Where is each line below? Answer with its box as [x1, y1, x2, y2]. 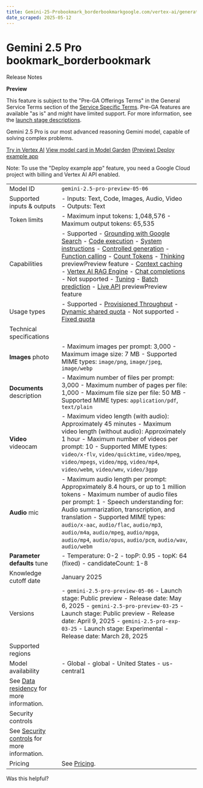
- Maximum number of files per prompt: [61, 374, 175, 382]
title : [6, 8, 23, 15]
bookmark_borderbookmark [6, 53, 151, 67]
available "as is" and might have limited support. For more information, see [6, 110, 192, 117]
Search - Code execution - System [61, 237, 162, 246]
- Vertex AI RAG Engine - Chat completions [61, 268, 185, 276]
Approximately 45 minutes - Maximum [61, 420, 172, 428]
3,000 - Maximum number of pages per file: [61, 381, 187, 389]
